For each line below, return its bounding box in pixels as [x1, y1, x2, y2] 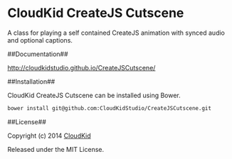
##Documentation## [7, 50, 69, 58]
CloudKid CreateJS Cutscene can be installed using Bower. [7, 91, 181, 99]
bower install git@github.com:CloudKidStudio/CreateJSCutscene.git [7, 104, 212, 111]
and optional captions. [7, 35, 73, 44]
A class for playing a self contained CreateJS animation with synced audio [7, 28, 226, 37]
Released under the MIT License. [7, 145, 105, 153]
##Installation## [7, 77, 56, 86]
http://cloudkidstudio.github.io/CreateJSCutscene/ [7, 63, 156, 72]
